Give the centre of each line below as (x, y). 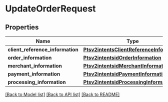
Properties (22, 27)
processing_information (37, 82)
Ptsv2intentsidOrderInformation (122, 58)
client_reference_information (43, 49)
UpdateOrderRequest (50, 9)
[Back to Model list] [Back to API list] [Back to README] (62, 94)
